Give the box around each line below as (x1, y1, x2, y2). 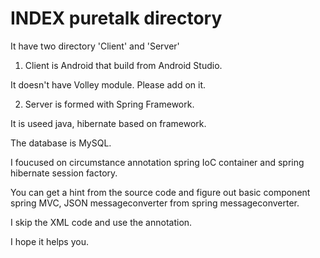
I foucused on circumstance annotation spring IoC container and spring (10, 156, 305, 168)
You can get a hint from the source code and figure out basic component (10, 186, 311, 198)
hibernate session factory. (10, 167, 118, 179)
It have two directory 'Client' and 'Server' (10, 40, 180, 52)
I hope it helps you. (10, 235, 89, 247)
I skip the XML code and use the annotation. (10, 216, 193, 228)
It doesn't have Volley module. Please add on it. (10, 78, 206, 91)
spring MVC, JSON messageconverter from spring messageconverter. (10, 197, 300, 209)
